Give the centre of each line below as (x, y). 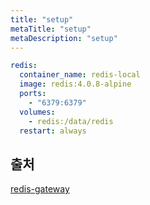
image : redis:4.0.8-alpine (75, 84)
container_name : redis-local (80, 75)
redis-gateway (40, 189)
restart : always (53, 131)
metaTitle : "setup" (51, 29)
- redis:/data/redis (71, 121)
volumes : (37, 112)
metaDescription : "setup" (64, 38)
